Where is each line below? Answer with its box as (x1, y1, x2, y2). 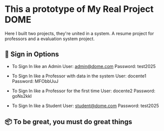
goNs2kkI (11, 93, 32, 99)
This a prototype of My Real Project (4, 3, 154, 15)
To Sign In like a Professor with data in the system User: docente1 (11, 73, 147, 79)
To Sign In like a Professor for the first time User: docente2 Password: (11, 88, 156, 94)
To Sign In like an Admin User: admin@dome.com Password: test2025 (11, 63, 156, 69)
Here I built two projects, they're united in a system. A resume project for (4, 30, 154, 36)
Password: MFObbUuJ (11, 78, 59, 84)
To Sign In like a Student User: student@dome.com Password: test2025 (11, 103, 159, 109)
